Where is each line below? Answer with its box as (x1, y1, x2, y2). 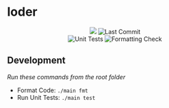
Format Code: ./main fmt (16, 86, 88, 94)
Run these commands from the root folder (7, 72, 126, 81)
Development (7, 55, 66, 66)
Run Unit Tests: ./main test (16, 93, 96, 101)
